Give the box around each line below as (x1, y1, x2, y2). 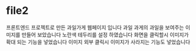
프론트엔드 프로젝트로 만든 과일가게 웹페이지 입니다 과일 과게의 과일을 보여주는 (6, 24, 184, 31)
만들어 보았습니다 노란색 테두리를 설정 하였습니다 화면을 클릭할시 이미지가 (21, 31, 189, 38)
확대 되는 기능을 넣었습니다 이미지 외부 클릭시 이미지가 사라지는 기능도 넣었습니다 (6, 38, 191, 45)
